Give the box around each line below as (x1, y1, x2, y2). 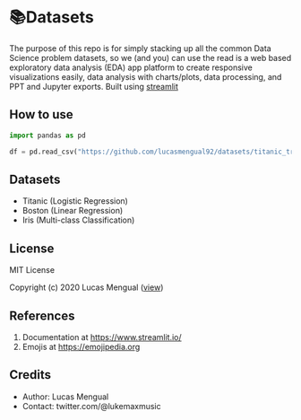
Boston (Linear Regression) (21, 206, 124, 216)
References (9, 308, 75, 323)
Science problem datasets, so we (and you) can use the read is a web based (9, 52, 292, 63)
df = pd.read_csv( (9, 147, 78, 156)
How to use (9, 107, 73, 122)
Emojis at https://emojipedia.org (21, 341, 141, 352)
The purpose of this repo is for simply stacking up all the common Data (9, 42, 271, 54)
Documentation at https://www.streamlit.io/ (21, 331, 182, 342)
